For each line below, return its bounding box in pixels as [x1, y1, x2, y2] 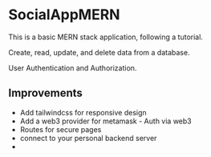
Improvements [8, 87, 83, 100]
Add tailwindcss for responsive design [19, 107, 147, 117]
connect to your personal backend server [19, 133, 157, 143]
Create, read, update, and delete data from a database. [8, 47, 190, 57]
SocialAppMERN [8, 6, 120, 24]
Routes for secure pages [19, 124, 102, 134]
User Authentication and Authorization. [8, 62, 137, 73]
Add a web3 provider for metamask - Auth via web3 [19, 116, 192, 126]
